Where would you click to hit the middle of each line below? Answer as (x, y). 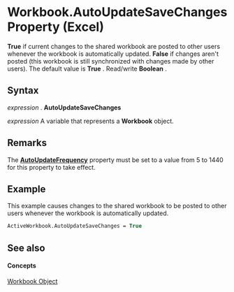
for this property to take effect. (51, 167)
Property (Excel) (56, 27)
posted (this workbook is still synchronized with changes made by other (111, 61)
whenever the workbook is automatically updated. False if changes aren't (113, 54)
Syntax (23, 90)
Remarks (27, 143)
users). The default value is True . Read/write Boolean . (87, 68)
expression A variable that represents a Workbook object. (91, 121)
